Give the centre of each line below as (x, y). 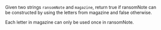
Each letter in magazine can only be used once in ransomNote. (70, 22)
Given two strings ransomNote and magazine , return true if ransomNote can (81, 7)
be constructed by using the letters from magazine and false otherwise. (79, 12)
